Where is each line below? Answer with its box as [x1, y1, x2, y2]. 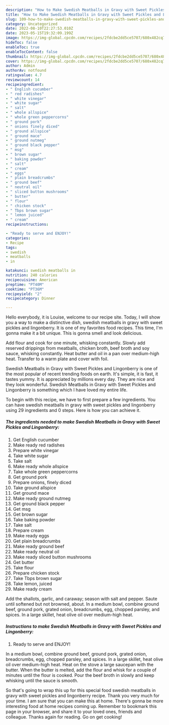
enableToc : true [6, 45, 40, 50]
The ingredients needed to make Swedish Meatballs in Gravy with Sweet [6, 418, 160, 424]
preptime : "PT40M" [6, 282, 44, 287]
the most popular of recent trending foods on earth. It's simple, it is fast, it [6, 371, 158, 377]
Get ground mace [13, 490, 50, 496]
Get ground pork [13, 474, 48, 480]
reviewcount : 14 [6, 77, 40, 82]
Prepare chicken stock [13, 570, 60, 576]
